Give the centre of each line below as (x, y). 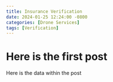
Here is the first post (57, 57)
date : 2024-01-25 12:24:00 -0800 (47, 17)
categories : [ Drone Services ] (43, 22)
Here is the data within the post (44, 73)
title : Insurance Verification (44, 11)
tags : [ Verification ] (32, 28)
